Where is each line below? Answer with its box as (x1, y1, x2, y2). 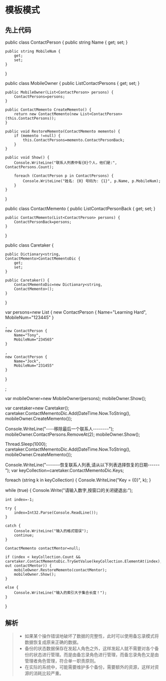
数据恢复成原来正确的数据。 (24, 639, 82, 645)
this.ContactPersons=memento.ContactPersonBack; (23, 137, 125, 142)
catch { (5, 523, 21, 528)
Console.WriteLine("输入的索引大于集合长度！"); (14, 590, 107, 595)
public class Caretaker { (5, 242, 54, 248)
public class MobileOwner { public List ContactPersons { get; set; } (5, 80, 140, 86)
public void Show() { (5, 155, 50, 160)
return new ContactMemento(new (14, 112, 79, 117)
